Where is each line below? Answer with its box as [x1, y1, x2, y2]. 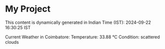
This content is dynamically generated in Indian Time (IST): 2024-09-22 [5, 19, 151, 25]
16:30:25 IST [5, 24, 31, 30]
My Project [5, 3, 51, 15]
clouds [5, 39, 19, 45]
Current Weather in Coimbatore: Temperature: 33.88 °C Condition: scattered [5, 34, 160, 40]
